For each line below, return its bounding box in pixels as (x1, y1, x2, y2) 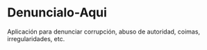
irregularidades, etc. (7, 34, 65, 42)
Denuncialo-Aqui (7, 5, 108, 21)
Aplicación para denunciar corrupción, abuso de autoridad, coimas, (7, 27, 200, 36)
